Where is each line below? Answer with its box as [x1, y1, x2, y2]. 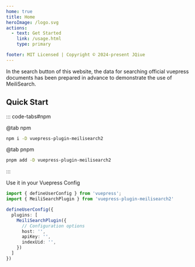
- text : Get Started [11, 30, 61, 36]
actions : [6, 25, 28, 31]
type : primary [16, 42, 51, 47]
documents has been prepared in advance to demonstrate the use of [6, 74, 172, 81]
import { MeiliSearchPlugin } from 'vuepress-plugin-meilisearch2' [6, 196, 175, 202]
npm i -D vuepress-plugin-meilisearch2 [6, 135, 104, 141]
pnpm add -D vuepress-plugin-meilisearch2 [6, 158, 111, 163]
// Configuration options [21, 223, 85, 229]
